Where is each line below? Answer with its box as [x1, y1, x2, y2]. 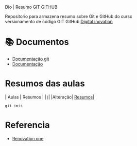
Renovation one [12, 135, 44, 141]
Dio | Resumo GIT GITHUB [5, 4, 58, 10]
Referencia [5, 120, 50, 130]
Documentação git [12, 56, 50, 62]
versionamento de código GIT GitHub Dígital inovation [5, 19, 113, 24]
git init [5, 103, 23, 108]
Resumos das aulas [5, 78, 85, 89]
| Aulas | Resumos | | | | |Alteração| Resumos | [5, 94, 95, 100]
